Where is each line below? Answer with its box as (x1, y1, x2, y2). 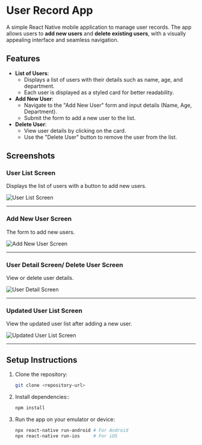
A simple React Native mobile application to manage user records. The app (6, 23, 192, 31)
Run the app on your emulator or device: (14, 416, 115, 423)
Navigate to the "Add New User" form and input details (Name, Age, (23, 101, 192, 109)
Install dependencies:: (14, 393, 70, 401)
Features (6, 53, 40, 64)
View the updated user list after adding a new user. (6, 320, 132, 327)
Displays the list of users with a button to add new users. (6, 183, 147, 190)
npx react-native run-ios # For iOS (14, 433, 118, 439)
